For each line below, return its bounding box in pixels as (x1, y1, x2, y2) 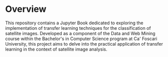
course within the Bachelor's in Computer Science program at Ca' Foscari (5, 36, 157, 42)
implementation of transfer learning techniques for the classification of (5, 25, 151, 31)
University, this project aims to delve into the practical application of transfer (5, 41, 163, 47)
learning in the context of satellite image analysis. (5, 46, 108, 52)
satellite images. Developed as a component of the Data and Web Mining (5, 30, 155, 36)
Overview (5, 3, 47, 15)
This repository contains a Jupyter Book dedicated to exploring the (5, 20, 144, 26)
